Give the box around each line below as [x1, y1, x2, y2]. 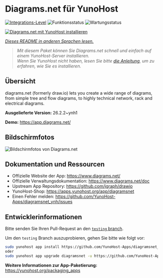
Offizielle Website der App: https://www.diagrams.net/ [12, 173, 120, 179]
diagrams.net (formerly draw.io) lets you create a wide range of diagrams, [5, 90, 153, 96]
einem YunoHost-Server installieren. [16, 52, 90, 59]
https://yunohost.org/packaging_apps [5, 267, 81, 273]
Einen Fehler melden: [12, 194, 55, 199]
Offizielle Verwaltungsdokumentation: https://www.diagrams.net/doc [12, 178, 150, 184]
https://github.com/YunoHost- [55, 194, 115, 199]
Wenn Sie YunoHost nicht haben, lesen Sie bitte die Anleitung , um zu [16, 58, 155, 64]
